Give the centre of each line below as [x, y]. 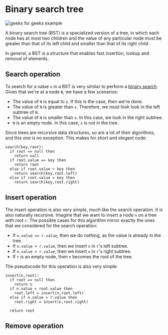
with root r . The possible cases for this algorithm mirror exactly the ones [80, 220]
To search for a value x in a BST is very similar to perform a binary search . [81, 86]
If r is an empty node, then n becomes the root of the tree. [72, 256]
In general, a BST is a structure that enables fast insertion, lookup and [77, 53]
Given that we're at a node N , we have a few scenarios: [62, 92]
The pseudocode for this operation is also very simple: [61, 266]
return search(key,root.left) [46, 173]
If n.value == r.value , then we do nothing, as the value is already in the [87, 235]
